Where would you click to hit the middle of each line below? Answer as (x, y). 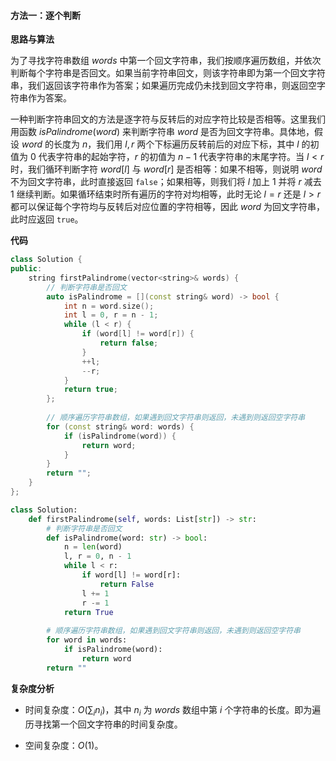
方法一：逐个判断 (45, 15)
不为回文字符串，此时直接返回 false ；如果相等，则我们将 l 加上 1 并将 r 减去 (166, 182)
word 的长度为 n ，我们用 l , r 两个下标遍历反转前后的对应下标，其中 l (160, 144)
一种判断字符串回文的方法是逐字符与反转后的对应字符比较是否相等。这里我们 (168, 119)
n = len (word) (93, 547)
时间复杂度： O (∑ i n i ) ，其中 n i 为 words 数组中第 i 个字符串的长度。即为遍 (173, 710)
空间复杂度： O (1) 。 (64, 745)
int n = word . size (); (109, 306)
